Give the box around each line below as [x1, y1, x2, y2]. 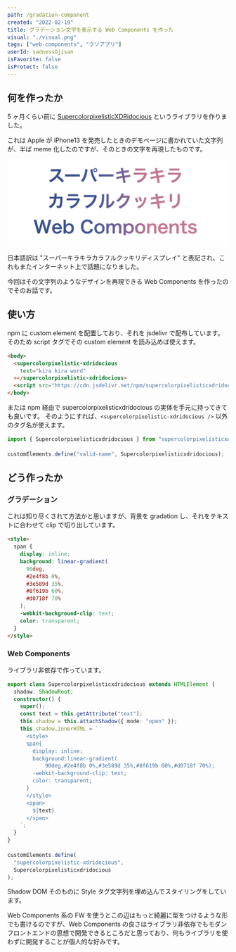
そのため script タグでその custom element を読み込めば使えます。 [7, 337, 200, 346]
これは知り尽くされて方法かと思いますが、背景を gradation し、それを [7, 512, 211, 520]
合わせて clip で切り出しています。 [19, 521, 119, 530]
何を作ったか [7, 92, 63, 104]
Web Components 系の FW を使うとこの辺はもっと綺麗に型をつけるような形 [7, 911, 228, 920]
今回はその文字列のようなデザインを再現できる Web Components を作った [7, 277, 223, 285]
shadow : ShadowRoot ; [13, 688, 74, 695]
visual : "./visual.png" [7, 34, 77, 41]
